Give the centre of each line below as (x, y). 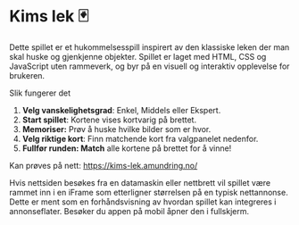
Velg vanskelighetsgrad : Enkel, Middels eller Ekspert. (121, 110)
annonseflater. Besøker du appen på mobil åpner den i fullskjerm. (129, 211)
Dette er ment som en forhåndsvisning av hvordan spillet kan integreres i (143, 202)
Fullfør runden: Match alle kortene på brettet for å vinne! (127, 148)
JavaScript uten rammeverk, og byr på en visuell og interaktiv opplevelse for (149, 66)
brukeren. (27, 75)
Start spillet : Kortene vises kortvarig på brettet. (109, 120)
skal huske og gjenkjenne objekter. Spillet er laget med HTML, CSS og (138, 56)
